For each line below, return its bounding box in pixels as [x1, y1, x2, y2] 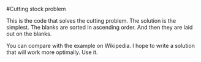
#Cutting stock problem [6, 6, 66, 12]
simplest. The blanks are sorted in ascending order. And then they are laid [6, 24, 193, 31]
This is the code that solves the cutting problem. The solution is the [6, 17, 176, 24]
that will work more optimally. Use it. [6, 48, 98, 56]
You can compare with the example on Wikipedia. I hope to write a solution [6, 42, 195, 49]
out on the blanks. [6, 30, 52, 37]
